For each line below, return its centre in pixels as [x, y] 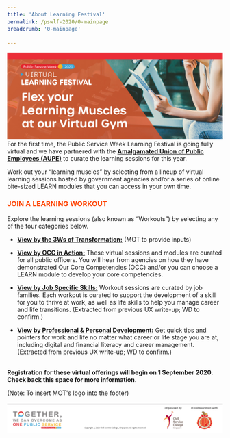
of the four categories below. [48, 226]
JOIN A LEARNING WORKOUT [57, 204]
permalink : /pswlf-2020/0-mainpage [58, 22]
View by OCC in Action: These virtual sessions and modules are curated [119, 253]
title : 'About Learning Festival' [56, 14]
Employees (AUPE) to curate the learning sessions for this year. [97, 158]
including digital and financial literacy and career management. [106, 344]
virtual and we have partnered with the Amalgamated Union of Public [105, 151]
